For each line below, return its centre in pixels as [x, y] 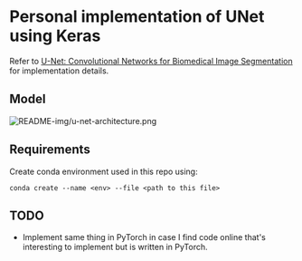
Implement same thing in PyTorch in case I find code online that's [144, 237]
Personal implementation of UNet [137, 17]
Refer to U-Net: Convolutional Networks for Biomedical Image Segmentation [151, 61]
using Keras [55, 36]
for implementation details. [59, 71]
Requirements [50, 150]
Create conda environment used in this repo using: [104, 171]
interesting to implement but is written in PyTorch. [115, 247]
